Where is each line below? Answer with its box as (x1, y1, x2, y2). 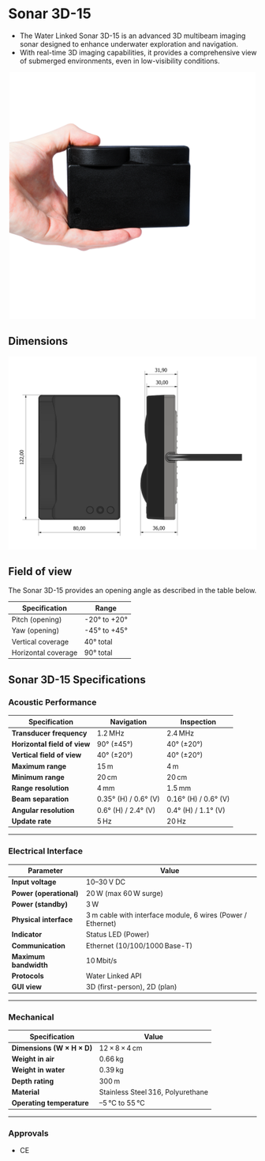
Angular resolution (11, 805, 75, 815)
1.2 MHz (96, 728, 125, 738)
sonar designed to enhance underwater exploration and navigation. (19, 39, 238, 48)
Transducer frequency (11, 728, 88, 738)
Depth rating (11, 1076, 54, 1086)
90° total (84, 648, 113, 657)
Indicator (11, 930, 43, 940)
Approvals (8, 1128, 49, 1139)
